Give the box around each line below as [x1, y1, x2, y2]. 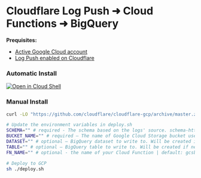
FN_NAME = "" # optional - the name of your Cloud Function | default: [6, 149, 184, 155]
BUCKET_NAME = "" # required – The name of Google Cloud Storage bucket [6, 133, 186, 139]
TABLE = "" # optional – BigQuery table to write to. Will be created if [6, 144, 188, 150]
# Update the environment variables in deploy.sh [6, 122, 133, 128]
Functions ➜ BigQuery [6, 17, 119, 30]
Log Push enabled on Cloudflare [14, 54, 95, 61]
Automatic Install [6, 69, 57, 77]
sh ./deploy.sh [6, 165, 44, 172]
